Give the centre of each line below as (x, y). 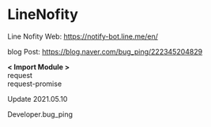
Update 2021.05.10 (38, 99)
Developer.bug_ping (40, 114)
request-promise (35, 84)
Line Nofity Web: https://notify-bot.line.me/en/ (83, 36)
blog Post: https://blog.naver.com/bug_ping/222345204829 (105, 51)
